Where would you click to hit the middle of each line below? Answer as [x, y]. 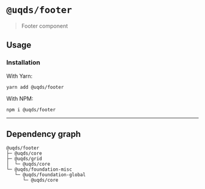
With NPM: [20, 98]
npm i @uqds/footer [31, 109]
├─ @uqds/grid [24, 159]
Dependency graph [44, 134]
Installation [23, 62]
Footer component [45, 26]
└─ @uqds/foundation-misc [39, 169]
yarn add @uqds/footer [35, 87]
